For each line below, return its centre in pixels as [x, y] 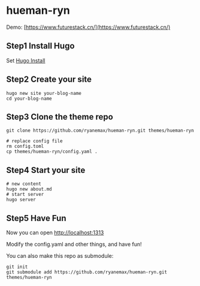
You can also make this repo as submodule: [60, 256]
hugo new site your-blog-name [44, 93]
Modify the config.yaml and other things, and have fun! [74, 244]
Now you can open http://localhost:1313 [55, 233]
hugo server [21, 200]
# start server [25, 195]
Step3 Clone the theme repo [60, 117]
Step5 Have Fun [37, 218]
